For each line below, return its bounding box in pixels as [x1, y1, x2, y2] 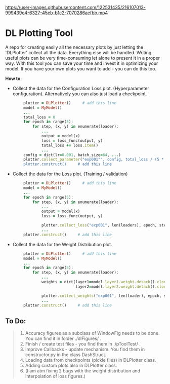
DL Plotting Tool [5, 27, 73, 39]
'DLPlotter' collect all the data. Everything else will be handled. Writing [5, 49, 152, 55]
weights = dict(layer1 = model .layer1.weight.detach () [41, 280, 155, 285]
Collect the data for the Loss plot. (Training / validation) [12, 171, 128, 177]
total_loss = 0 [23, 114, 56, 120]
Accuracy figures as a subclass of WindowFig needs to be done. [25, 330, 160, 336]
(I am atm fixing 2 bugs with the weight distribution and [25, 368, 141, 374]
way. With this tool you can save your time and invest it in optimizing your [5, 60, 158, 66]
